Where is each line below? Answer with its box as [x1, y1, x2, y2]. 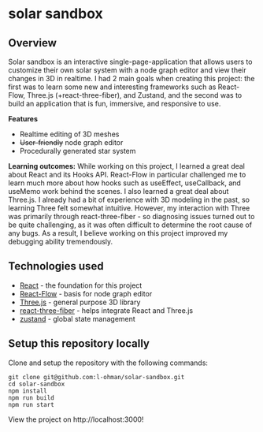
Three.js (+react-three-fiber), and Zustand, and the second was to [27, 91, 243, 99]
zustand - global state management [19, 314, 135, 323]
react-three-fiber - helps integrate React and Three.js [19, 305, 194, 315]
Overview [8, 36, 57, 50]
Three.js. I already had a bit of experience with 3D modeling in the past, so [8, 195, 250, 204]
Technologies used [8, 259, 104, 273]
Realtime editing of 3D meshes [19, 129, 120, 139]
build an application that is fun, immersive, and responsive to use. [8, 99, 221, 108]
